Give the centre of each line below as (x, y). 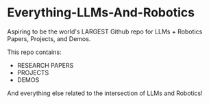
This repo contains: (34, 52)
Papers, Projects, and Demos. (49, 38)
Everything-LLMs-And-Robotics (101, 13)
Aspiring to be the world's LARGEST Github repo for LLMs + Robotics (105, 31)
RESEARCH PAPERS (45, 65)
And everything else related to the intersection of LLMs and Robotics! (105, 93)
